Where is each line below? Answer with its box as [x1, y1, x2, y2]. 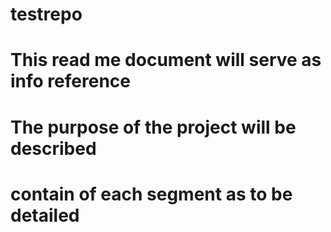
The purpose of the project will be [10, 116, 297, 138]
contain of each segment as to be [10, 183, 293, 205]
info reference [10, 70, 131, 93]
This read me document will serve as [10, 49, 322, 72]
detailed [10, 204, 80, 227]
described [10, 137, 97, 160]
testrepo [10, 3, 83, 26]
